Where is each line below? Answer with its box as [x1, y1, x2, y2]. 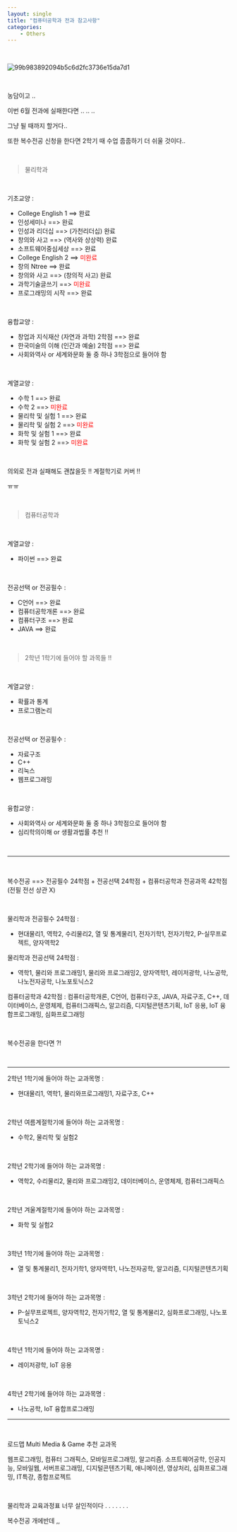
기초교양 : [7, 194, 34, 202]
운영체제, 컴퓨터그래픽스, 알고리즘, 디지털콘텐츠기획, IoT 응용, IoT [39, 1001, 219, 1010]
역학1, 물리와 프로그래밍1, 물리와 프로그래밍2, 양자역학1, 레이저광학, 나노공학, [17, 969, 229, 977]
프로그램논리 [17, 706, 53, 715]
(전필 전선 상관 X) [7, 886, 56, 894]
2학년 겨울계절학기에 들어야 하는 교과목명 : [7, 1206, 125, 1214]
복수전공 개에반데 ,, [7, 1516, 60, 1525]
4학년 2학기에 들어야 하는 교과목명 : [7, 1390, 106, 1398]
